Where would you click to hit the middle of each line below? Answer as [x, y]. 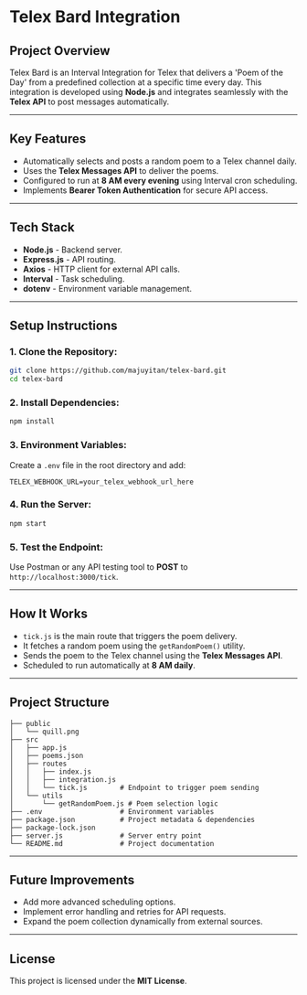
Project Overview [60, 51]
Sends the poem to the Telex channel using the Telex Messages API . [153, 655]
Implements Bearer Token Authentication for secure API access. [145, 190]
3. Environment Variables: [68, 445]
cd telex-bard [37, 380]
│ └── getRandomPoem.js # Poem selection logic [114, 803]
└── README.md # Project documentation [112, 843]
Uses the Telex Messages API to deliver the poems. [121, 170]
